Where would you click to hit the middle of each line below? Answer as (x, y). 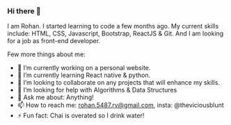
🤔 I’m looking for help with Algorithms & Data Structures (97, 90)
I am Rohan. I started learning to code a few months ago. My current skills (113, 26)
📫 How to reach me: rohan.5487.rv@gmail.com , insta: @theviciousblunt (120, 105)
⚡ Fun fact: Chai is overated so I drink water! (81, 116)
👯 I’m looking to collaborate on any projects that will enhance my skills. (119, 83)
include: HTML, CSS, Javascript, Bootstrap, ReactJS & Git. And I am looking (115, 33)
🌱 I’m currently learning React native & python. (84, 75)
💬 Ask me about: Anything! (55, 97)
